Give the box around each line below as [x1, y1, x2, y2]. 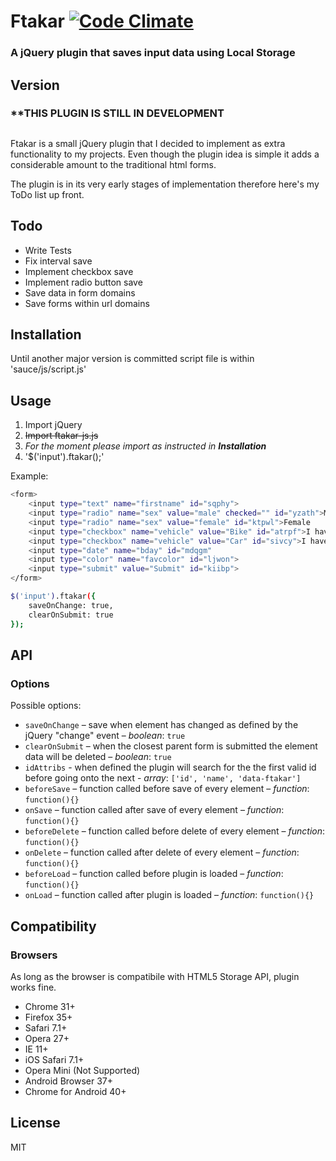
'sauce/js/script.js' [10, 363, 87, 375]
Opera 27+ [24, 1032, 70, 1044]
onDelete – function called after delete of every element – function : [24, 846, 300, 859]
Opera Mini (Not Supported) [24, 1064, 141, 1076]
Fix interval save [24, 255, 93, 267]
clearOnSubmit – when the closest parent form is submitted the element [24, 740, 318, 752]
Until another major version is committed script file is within [10, 353, 255, 365]
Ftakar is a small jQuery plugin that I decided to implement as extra [10, 137, 286, 149]
